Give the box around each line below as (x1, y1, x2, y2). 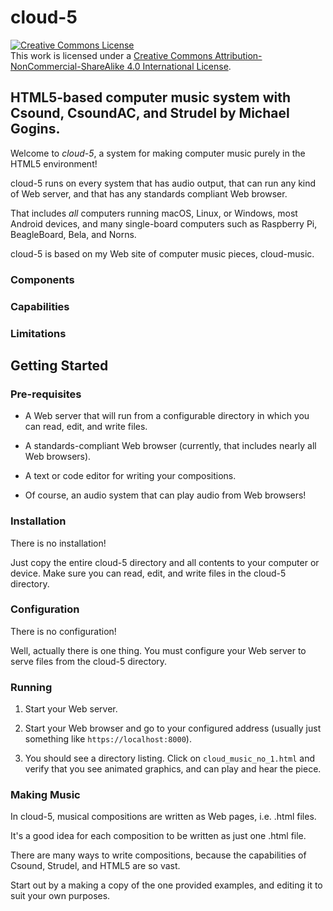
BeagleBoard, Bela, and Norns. (10, 228, 137, 240)
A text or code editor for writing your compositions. (24, 470, 237, 482)
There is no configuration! (10, 625, 117, 637)
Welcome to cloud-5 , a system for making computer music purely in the (10, 147, 306, 159)
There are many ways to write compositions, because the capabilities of (10, 849, 307, 861)
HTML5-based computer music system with (10, 89, 292, 106)
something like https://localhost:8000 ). (24, 733, 192, 745)
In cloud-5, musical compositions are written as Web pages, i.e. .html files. (10, 811, 317, 823)
